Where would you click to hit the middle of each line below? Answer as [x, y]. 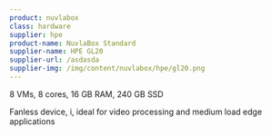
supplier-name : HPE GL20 [56, 52]
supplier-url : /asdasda [55, 60]
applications [32, 121]
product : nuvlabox [44, 18]
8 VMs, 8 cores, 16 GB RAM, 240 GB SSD [86, 94]
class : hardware [40, 26]
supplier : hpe [36, 34]
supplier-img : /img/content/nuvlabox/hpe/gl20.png [107, 69]
